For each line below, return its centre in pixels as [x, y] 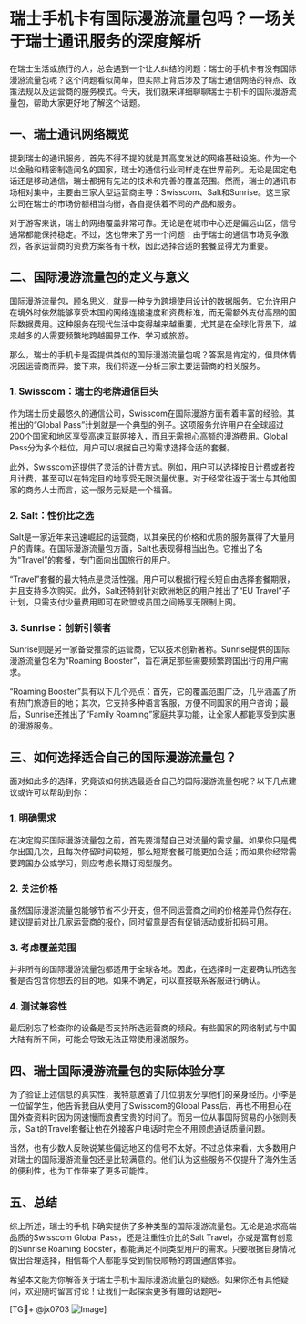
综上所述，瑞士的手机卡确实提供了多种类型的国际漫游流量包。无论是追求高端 [153, 1226]
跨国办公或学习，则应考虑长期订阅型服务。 [97, 863]
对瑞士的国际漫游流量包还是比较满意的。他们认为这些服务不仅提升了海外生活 [153, 1160]
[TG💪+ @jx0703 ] [58, 1309]
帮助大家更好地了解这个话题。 [89, 102]
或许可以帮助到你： [53, 792]
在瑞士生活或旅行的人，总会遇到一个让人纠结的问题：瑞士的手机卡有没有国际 [153, 68]
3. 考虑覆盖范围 [43, 947]
